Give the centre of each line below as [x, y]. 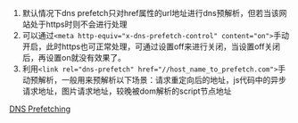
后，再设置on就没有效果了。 [74, 57]
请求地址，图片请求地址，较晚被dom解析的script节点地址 [127, 91]
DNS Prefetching [40, 109]
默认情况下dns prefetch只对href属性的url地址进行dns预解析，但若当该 [150, 13]
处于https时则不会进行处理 [79, 24]
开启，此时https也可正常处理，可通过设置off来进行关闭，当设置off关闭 [151, 46]
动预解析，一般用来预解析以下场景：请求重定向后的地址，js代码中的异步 [154, 80]
